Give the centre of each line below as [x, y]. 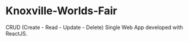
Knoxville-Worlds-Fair [61, 11]
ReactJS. [17, 33]
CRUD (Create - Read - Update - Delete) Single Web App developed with [94, 27]
